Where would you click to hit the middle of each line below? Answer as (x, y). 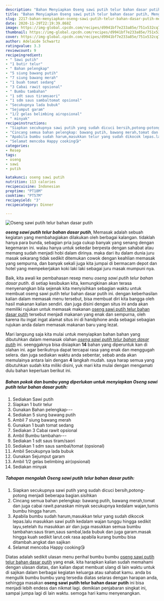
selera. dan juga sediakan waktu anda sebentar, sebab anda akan (71, 355)
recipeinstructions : (27, 123)
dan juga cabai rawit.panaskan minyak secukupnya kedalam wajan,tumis (85, 506)
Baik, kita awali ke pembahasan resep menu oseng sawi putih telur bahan (79, 278)
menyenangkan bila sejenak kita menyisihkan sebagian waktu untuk (73, 288)
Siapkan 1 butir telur (32, 405)
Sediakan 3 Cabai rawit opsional (45, 430)
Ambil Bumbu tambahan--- (40, 436)
